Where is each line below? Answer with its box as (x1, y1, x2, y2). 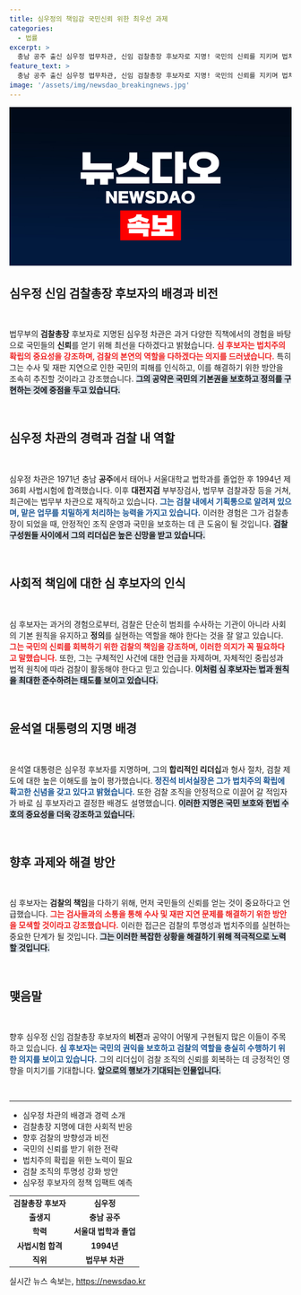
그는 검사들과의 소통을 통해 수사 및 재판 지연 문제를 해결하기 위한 (49, 908, 271, 919)
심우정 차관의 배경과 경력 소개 (21, 1110, 125, 1121)
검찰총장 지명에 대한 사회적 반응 (21, 1121, 133, 1132)
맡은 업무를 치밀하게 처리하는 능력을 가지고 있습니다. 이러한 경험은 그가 (21, 507, 266, 517)
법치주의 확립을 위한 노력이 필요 (21, 1155, 133, 1166)
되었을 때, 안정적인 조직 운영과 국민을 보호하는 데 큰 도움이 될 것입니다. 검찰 (25, 518, 288, 529)
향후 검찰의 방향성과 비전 (21, 1133, 109, 1143)
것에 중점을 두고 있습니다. (32, 385, 121, 395)
